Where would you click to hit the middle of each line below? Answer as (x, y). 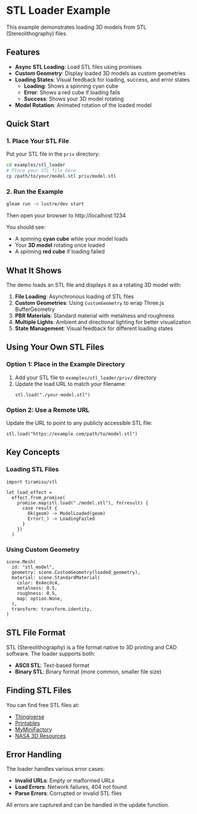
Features (23, 53)
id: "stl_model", (33, 567)
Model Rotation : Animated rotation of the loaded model (83, 105)
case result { (40, 508)
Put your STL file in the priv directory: (53, 154)
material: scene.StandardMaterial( (56, 578)
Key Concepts (33, 452)
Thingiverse (30, 716)
